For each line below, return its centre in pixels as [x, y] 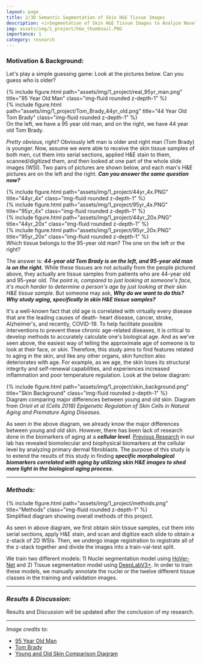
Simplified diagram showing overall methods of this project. [80, 516]
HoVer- [181, 558]
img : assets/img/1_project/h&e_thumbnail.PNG [64, 29]
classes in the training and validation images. [62, 578]
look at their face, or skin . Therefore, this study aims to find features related [100, 350]
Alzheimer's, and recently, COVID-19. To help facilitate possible [84, 324]
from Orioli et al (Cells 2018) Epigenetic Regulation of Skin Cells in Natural [98, 406]
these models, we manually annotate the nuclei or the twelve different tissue [101, 571]
